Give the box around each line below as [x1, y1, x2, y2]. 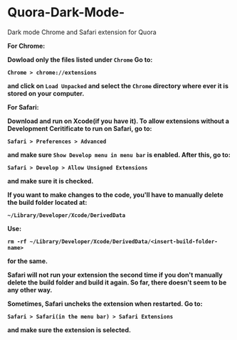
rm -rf [7, 238, 27, 245]
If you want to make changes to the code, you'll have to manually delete [7, 190, 224, 199]
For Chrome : [7, 41, 46, 50]
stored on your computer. [7, 89, 85, 97]
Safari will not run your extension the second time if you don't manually [7, 270, 223, 279]
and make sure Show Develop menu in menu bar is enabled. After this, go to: [7, 150, 231, 159]
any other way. [7, 285, 53, 294]
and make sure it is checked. [7, 176, 94, 185]
